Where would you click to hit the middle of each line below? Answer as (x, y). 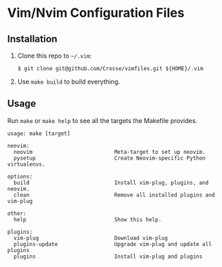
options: (20, 176)
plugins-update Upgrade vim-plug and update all (113, 244)
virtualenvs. (26, 164)
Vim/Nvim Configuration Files (96, 13)
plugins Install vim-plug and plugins (108, 256)
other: (17, 213)
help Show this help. (87, 219)
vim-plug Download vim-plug (91, 238)
